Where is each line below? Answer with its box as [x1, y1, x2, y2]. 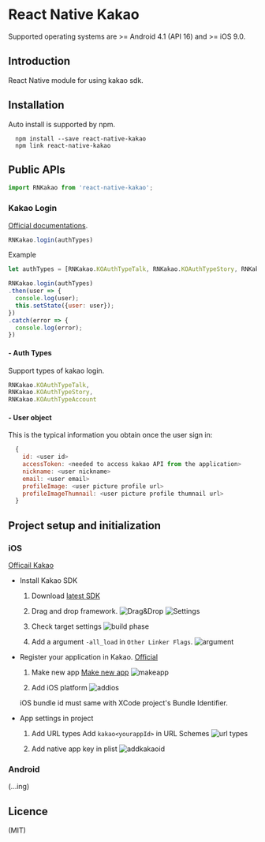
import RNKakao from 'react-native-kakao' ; [8, 184, 154, 192]
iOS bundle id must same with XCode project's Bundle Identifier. [19, 698, 229, 708]
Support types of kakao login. [8, 366, 105, 375]
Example [8, 250, 37, 260]
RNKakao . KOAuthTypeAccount [8, 396, 97, 404]
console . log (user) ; [15, 295, 80, 303]
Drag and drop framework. [31, 607, 118, 616]
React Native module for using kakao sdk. [8, 75, 144, 85]
